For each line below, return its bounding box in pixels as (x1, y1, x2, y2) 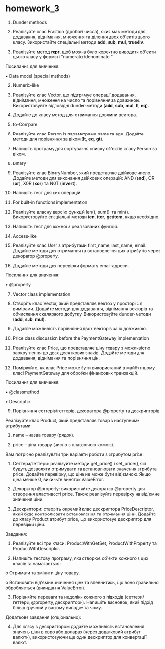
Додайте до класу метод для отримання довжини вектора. (12, 111, 137, 118)
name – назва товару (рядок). (12, 432, 75, 438)
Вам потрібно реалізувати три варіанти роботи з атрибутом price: (5, 451, 144, 457)
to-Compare (12, 121, 38, 127)
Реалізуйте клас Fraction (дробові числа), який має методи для (12, 28, 146, 34)
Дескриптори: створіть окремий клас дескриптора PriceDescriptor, (12, 506, 154, 512)
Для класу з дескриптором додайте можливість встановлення (12, 623, 144, 629)
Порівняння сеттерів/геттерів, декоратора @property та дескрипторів (12, 408, 160, 414)
